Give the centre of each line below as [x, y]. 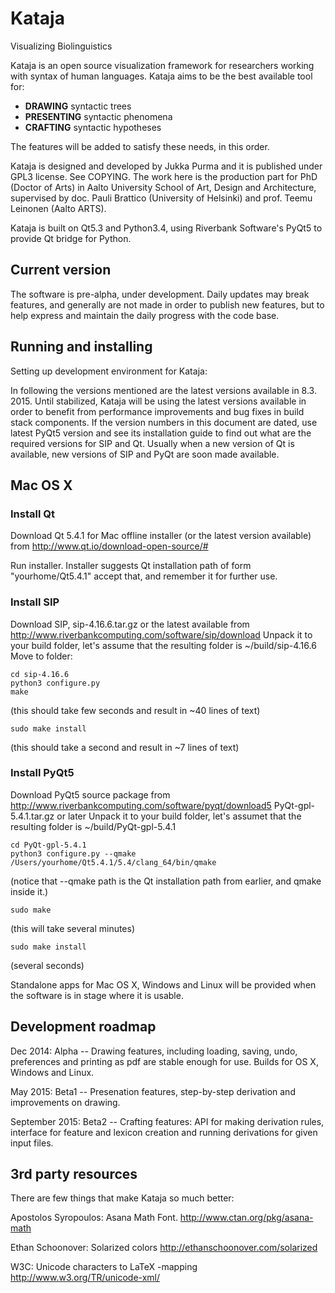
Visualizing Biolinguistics [61, 46]
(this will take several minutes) [73, 928]
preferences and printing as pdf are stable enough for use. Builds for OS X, [164, 1061]
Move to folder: [41, 656]
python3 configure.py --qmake [73, 853]
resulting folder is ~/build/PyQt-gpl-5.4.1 [93, 826]
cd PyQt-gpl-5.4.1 [48, 845]
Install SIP [35, 602]
